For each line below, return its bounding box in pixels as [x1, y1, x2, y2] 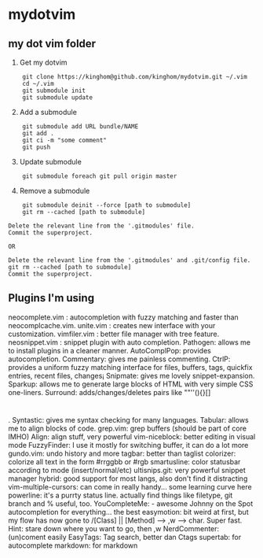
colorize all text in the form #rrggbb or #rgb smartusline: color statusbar [8, 457, 241, 466]
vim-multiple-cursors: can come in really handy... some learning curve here [8, 482, 253, 491]
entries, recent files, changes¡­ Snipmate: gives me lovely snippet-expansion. [8, 371, 255, 380]
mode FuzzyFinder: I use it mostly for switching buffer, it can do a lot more [8, 441, 249, 449]
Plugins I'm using [8, 291, 95, 305]
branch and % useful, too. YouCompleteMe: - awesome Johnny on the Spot [8, 499, 254, 508]
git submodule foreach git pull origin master [22, 172, 177, 180]
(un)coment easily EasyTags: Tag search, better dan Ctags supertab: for [8, 533, 242, 541]
